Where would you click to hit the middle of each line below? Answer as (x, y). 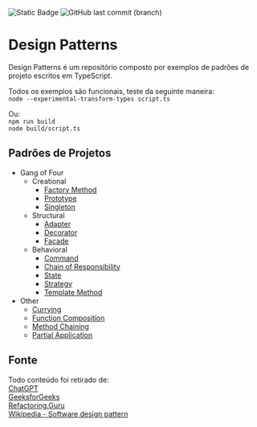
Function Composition (68, 318)
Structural (49, 215)
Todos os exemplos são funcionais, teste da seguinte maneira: (112, 91)
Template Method (73, 292)
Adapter (57, 224)
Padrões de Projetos (60, 153)
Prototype (61, 198)
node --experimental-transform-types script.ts (90, 99)
